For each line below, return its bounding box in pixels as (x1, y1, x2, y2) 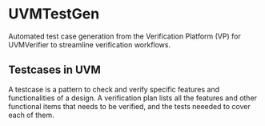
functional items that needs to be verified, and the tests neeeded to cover (8, 101, 251, 111)
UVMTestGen (8, 5, 100, 23)
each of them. (8, 110, 54, 120)
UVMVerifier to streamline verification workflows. (8, 39, 171, 49)
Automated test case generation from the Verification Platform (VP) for (8, 31, 242, 41)
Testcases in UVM (8, 63, 102, 77)
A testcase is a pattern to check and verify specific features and (8, 84, 220, 94)
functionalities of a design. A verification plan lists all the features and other (8, 93, 258, 103)
